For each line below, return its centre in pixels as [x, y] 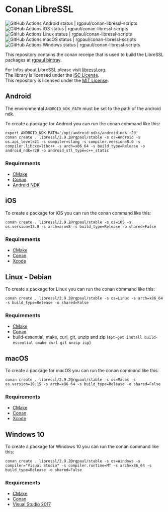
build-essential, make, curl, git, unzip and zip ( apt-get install [77, 337]
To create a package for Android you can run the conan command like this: [83, 123]
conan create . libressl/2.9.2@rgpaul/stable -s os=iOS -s [68, 222]
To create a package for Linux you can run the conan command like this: [80, 289]
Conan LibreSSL [39, 9]
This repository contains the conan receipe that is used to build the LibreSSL [85, 55]
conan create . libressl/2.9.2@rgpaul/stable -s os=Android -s [73, 137]
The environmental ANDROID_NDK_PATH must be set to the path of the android [83, 108]
